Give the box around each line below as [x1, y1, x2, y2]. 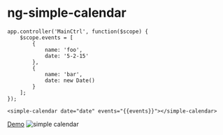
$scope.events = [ [20, 34, 73, 41]
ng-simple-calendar [7, 5, 127, 21]
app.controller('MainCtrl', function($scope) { [7, 28, 149, 35]
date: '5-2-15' [44, 52, 89, 59]
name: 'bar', [44, 71, 82, 78]
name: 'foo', [44, 46, 82, 53]
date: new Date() [44, 77, 96, 84]
